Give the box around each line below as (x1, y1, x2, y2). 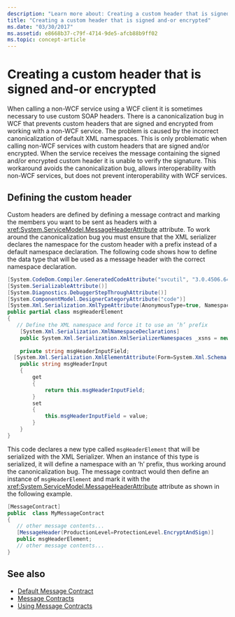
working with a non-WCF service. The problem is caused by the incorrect (7, 127, 219, 135)
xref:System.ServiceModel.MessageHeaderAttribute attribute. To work (7, 225, 211, 233)
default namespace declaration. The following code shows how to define (7, 247, 218, 256)
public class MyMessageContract (7, 509, 105, 517)
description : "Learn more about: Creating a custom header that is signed (7, 10, 230, 18)
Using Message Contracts (17, 602, 93, 610)
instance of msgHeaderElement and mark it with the (7, 474, 150, 483)
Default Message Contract (17, 586, 94, 595)
